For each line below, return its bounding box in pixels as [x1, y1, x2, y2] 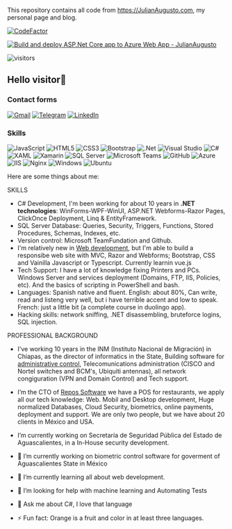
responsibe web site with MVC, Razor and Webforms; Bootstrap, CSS [17, 251, 216, 259]
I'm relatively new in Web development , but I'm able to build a [17, 243, 194, 252]
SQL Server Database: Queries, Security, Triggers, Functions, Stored [17, 221, 214, 229]
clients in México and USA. [17, 417, 94, 426]
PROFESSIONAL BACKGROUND [7, 331, 99, 339]
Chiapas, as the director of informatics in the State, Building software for [17, 352, 224, 360]
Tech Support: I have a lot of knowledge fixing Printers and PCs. [17, 266, 201, 274]
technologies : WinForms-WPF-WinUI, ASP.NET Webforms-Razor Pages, [17, 206, 226, 215]
